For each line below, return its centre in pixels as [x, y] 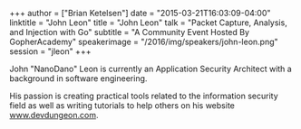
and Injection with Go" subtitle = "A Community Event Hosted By [130, 32]
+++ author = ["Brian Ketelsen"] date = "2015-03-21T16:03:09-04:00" [140, 13]
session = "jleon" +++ [50, 51]
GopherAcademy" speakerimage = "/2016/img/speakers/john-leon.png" [144, 41]
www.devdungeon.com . [54, 115]
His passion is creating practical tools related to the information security [144, 96]
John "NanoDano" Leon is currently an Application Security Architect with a [150, 69]
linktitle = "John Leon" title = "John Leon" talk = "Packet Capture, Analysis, [148, 23]
